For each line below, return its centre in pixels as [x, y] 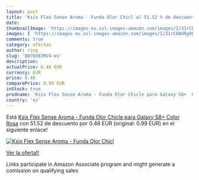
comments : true [25, 39]
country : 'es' [24, 100]
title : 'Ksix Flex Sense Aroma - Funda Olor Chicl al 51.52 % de [88, 17]
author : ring [22, 50]
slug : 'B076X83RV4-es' [34, 56]
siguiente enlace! [27, 130]
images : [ [18, 34]
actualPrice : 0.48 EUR [34, 67]
